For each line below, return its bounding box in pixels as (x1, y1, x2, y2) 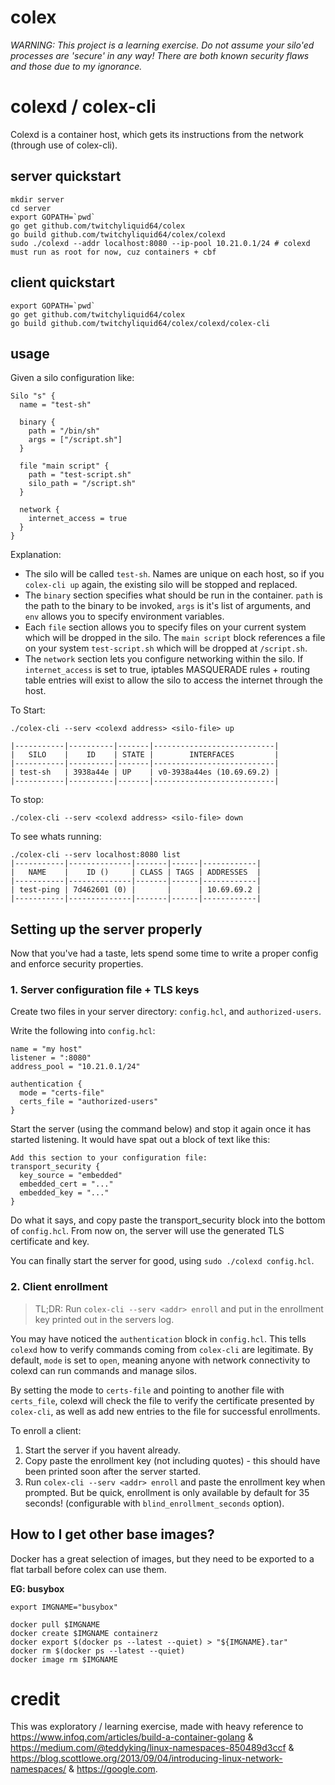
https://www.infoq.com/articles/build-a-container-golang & (10, 1731, 254, 1743)
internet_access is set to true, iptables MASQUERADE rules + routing (24, 664, 310, 676)
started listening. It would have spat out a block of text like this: (10, 1134, 271, 1146)
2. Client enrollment (10, 1280, 108, 1294)
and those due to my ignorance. (10, 60, 143, 72)
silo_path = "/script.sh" (28, 479, 137, 489)
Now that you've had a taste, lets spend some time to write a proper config (10, 947, 319, 960)
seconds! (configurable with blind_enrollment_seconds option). (24, 1497, 285, 1509)
